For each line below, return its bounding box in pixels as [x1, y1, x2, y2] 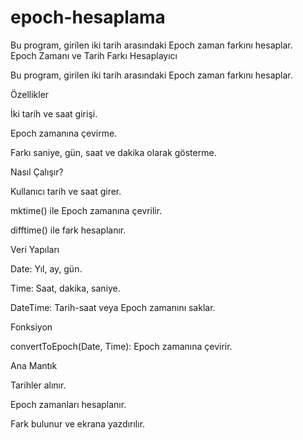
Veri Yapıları [10, 243, 60, 255]
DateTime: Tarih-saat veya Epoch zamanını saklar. [10, 301, 216, 313]
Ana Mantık [10, 359, 58, 371]
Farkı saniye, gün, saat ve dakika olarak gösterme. [10, 146, 217, 158]
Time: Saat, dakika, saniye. [10, 282, 121, 294]
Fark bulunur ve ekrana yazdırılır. [10, 417, 146, 430]
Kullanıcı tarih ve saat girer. [10, 185, 122, 197]
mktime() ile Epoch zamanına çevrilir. [10, 204, 163, 216]
